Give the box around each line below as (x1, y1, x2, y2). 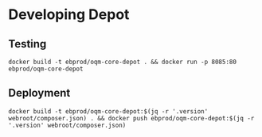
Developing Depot (8, 6, 130, 24)
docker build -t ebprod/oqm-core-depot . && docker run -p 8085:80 (8, 58, 237, 66)
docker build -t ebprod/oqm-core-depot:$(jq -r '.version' (8, 107, 209, 116)
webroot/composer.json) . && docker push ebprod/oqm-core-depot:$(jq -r (8, 114, 255, 122)
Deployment (8, 86, 71, 100)
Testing (8, 37, 47, 51)
